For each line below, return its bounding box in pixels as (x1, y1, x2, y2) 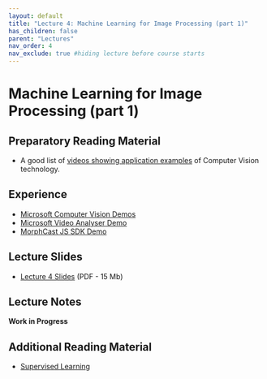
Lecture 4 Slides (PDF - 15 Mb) (19, 271, 123, 281)
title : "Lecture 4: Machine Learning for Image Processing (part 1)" (8, 19, 249, 28)
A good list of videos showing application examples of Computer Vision (19, 156, 260, 165)
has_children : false (8, 27, 79, 35)
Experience (8, 187, 67, 201)
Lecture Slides (8, 250, 83, 264)
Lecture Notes (8, 295, 82, 309)
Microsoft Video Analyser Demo (19, 217, 127, 227)
